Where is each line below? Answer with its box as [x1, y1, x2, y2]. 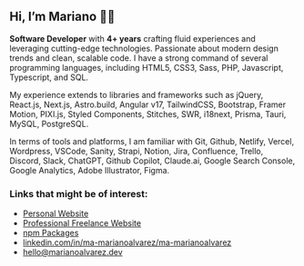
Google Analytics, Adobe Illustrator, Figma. [9, 164, 170, 175]
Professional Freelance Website [22, 218, 142, 229]
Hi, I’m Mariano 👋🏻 [9, 9, 116, 25]
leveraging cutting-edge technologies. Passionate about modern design [9, 43, 279, 54]
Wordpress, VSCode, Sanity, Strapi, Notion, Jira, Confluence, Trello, [9, 145, 264, 156]
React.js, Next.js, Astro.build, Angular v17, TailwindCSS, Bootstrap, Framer [9, 99, 287, 110]
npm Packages [22, 228, 79, 239]
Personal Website [22, 208, 89, 219]
